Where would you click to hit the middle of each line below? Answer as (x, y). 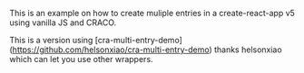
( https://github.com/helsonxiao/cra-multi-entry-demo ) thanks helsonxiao (146, 50)
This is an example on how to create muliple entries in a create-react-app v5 (152, 13)
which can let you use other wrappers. (81, 59)
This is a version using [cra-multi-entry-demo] (96, 40)
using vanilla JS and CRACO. (63, 23)
